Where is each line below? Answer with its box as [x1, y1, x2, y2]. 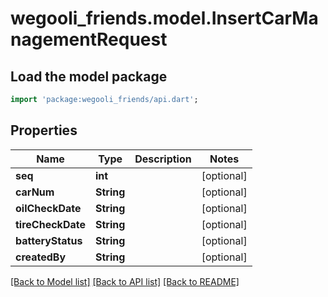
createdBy [15, 250, 67, 264]
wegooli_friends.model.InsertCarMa [10, 7, 319, 30]
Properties [10, 122, 78, 139]
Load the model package [10, 68, 168, 85]
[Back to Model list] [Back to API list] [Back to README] [10, 275, 240, 287]
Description [134, 152, 192, 166]
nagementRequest [10, 28, 168, 51]
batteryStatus [15, 233, 83, 247]
